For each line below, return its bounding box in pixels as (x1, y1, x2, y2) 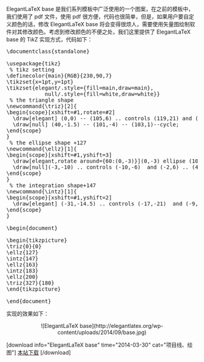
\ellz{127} (6, 249, 39, 256)
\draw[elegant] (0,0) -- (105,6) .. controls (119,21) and (12, 115, 192, 122)
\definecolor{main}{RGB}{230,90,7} (6, 73, 112, 79)
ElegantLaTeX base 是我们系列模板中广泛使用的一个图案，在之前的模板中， (6, 5, 194, 12)
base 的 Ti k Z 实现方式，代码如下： (6, 36, 93, 43)
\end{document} (6, 298, 52, 305)
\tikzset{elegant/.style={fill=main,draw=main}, (6, 85, 154, 91)
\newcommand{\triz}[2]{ (6, 103, 77, 110)
